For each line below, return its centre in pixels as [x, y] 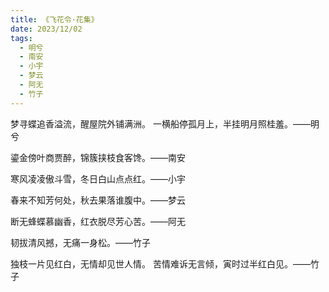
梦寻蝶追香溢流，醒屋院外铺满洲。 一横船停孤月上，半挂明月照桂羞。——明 [165, 123]
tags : [21, 38]
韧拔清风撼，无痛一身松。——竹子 [80, 242]
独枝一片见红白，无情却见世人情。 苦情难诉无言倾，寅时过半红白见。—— [160, 263]
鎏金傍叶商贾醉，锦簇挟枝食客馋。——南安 [98, 157]
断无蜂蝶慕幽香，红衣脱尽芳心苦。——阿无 [98, 221]
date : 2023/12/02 [46, 29]
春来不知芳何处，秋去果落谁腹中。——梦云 [98, 200]
